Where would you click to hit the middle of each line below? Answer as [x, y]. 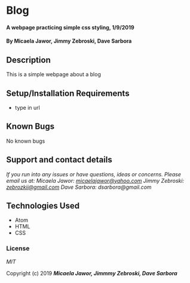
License [18, 248]
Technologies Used [43, 206]
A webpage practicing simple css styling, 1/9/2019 [70, 27]
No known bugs [26, 141]
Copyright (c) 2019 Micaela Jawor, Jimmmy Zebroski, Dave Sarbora [92, 273]
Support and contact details [59, 160]
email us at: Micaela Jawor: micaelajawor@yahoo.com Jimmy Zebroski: [95, 180]
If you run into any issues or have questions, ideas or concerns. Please [94, 174]
